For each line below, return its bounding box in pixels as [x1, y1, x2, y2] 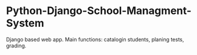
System [6, 16, 45, 30]
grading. [6, 42, 26, 49]
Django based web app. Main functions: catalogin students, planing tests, [6, 36, 184, 43]
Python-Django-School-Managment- [6, 4, 192, 18]
